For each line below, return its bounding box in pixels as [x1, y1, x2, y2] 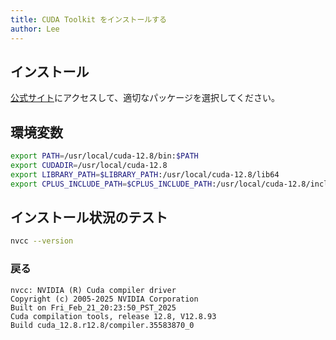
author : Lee [10, 24, 60, 34]
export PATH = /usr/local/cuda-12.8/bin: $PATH [10, 151, 199, 161]
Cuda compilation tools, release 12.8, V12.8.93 [10, 311, 217, 321]
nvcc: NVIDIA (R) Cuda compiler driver [10, 285, 177, 295]
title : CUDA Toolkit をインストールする [10, 14, 167, 25]
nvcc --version [10, 236, 74, 246]
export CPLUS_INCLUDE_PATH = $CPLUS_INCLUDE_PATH [10, 179, 213, 189]
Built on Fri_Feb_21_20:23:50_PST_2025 [10, 302, 177, 313]
